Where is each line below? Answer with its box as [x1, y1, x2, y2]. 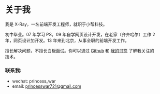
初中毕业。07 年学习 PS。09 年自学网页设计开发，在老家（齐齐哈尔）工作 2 [5, 31, 156, 37]
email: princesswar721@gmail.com [12, 83, 81, 89]
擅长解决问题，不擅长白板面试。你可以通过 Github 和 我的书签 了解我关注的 [5, 48, 155, 54]
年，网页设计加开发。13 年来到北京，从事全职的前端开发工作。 [5, 37, 130, 43]
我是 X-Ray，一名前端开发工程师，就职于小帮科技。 [5, 21, 107, 27]
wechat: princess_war [12, 78, 56, 84]
